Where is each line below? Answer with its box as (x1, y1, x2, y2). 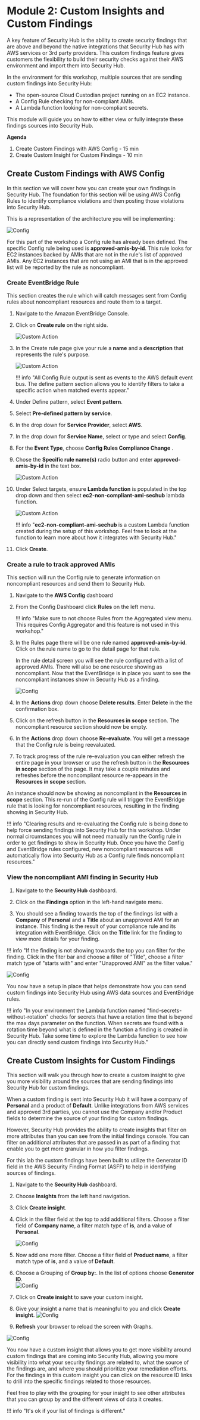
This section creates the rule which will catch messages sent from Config (7, 292, 187, 299)
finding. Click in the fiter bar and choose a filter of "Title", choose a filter (7, 953, 184, 960)
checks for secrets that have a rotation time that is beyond (50, 1013, 193, 1020)
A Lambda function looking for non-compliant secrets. (15, 104, 148, 111)
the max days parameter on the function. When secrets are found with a (7, 1019, 183, 1026)
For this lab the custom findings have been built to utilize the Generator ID (7, 1157, 187, 1164)
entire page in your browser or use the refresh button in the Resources (15, 759, 190, 766)
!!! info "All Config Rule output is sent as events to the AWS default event (15, 374, 193, 381)
